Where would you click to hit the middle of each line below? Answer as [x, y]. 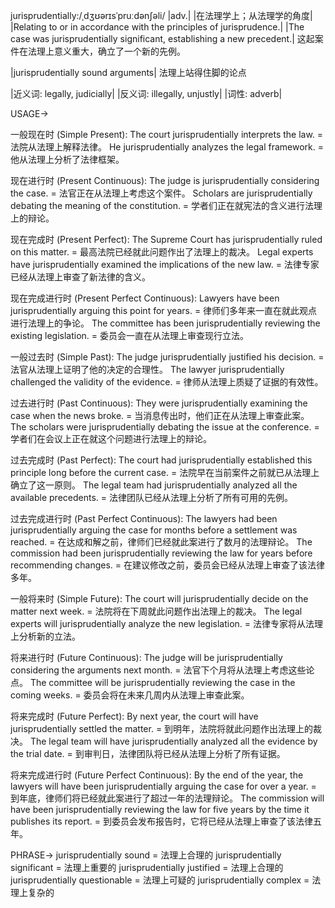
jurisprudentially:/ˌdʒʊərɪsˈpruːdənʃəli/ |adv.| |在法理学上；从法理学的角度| [161, 15]
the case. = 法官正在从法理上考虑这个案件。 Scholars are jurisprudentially [161, 193]
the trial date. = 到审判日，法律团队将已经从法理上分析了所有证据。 [148, 753]
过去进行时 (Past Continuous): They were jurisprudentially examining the [159, 403]
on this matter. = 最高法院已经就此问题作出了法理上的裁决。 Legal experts [162, 252]
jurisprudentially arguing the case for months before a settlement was [154, 530]
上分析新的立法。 [45, 636]
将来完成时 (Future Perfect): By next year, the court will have [134, 716]
